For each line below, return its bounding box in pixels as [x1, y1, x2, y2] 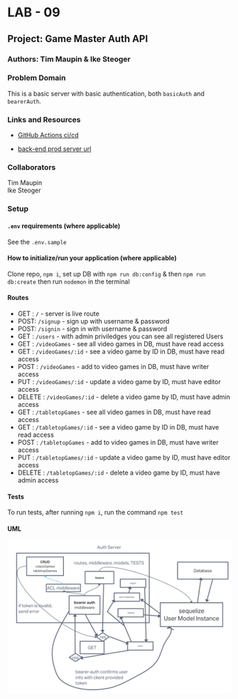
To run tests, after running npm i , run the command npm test [7, 508, 183, 517]
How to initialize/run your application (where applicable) [7, 254, 177, 262]
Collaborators [7, 162, 56, 172]
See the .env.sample [7, 237, 67, 246]
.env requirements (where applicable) [7, 222, 121, 230]
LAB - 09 [7, 4, 60, 21]
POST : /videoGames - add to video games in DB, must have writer [17, 362, 210, 371]
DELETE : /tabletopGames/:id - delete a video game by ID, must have [17, 468, 220, 477]
